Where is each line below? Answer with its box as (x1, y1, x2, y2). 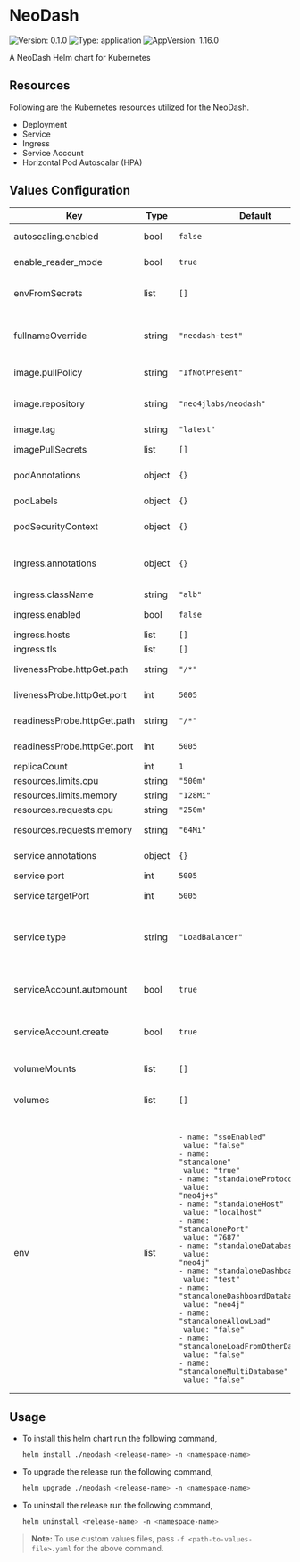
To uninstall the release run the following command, (21, 1500, 213, 1511)
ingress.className (13, 588, 94, 601)
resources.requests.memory (13, 823, 132, 835)
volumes (13, 1093, 50, 1106)
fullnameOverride (13, 329, 87, 342)
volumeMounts (13, 1062, 77, 1075)
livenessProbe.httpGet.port (13, 688, 127, 701)
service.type (13, 930, 67, 943)
